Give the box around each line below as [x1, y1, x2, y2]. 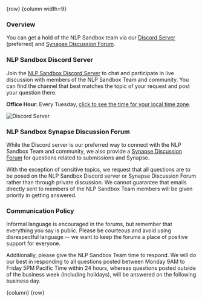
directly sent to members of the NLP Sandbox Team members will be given [6, 185, 193, 192]
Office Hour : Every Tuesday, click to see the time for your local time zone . [6, 100, 191, 108]
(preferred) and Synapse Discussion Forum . [6, 41, 116, 48]
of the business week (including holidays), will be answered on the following [6, 271, 197, 278]
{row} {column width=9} [6, 5, 67, 12]
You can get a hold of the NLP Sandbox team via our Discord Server [6, 34, 175, 41]
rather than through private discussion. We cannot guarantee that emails [6, 178, 187, 186]
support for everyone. [6, 240, 61, 247]
